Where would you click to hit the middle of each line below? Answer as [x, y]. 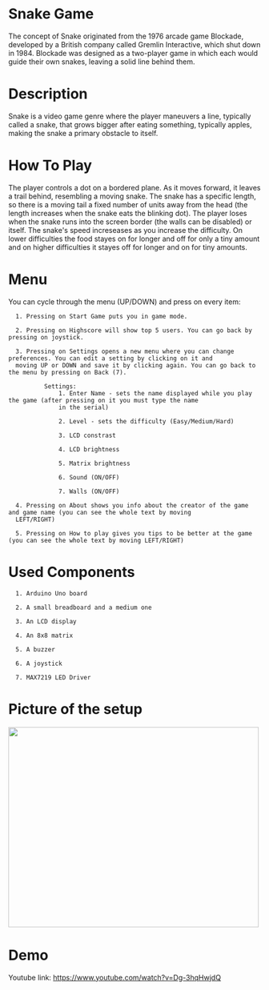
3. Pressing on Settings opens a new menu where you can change [125, 351]
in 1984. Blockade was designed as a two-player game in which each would [133, 53]
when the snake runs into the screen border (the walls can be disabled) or [130, 222]
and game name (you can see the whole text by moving [100, 512]
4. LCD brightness [89, 449]
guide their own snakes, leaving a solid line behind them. [102, 62]
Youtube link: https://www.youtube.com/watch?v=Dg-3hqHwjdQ [115, 977]
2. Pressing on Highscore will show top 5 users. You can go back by [134, 330]
